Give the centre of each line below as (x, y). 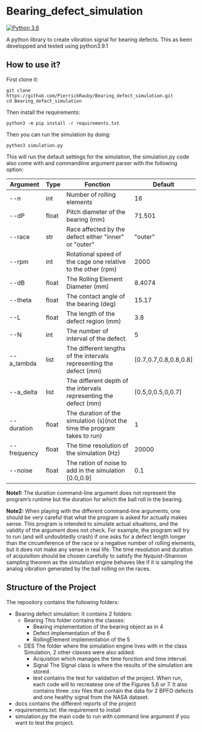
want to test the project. (44, 722)
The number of (87, 331)
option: (15, 169)
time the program (91, 428)
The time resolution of (97, 446)
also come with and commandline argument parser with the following (92, 163)
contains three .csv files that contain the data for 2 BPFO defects (113, 690)
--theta (20, 300)
